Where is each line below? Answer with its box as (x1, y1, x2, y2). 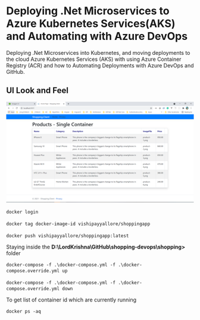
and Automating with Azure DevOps (6, 30, 188, 43)
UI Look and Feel (6, 85, 68, 96)
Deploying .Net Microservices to (6, 4, 170, 18)
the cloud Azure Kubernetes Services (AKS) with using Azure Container (6, 55, 182, 63)
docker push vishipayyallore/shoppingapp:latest (6, 233, 129, 239)
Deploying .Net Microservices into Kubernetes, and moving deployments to (6, 49, 190, 56)
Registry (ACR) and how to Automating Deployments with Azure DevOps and (6, 61, 194, 69)
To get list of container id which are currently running (6, 296, 137, 303)
